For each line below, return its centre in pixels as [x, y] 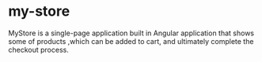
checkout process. [38, 49]
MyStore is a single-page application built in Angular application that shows [131, 33]
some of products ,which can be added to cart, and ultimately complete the [131, 41]
